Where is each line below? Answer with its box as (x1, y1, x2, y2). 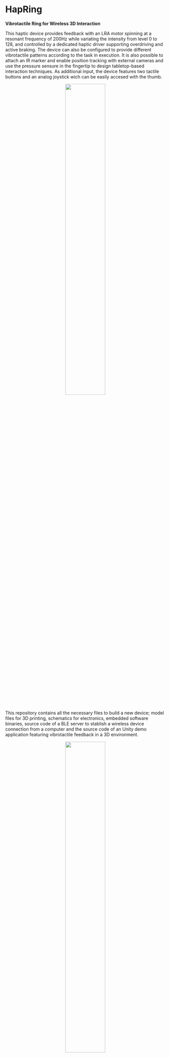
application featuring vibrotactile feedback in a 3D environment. (5, 731, 139, 738)
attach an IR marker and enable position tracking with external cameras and (5, 57, 163, 63)
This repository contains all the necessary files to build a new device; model (5, 710, 164, 716)
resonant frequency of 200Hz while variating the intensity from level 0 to (5, 36, 157, 42)
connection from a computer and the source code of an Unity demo (5, 726, 147, 732)
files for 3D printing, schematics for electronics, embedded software (5, 715, 149, 721)
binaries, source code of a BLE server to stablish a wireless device (5, 720, 145, 726)
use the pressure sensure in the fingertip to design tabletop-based (5, 63, 145, 69)
